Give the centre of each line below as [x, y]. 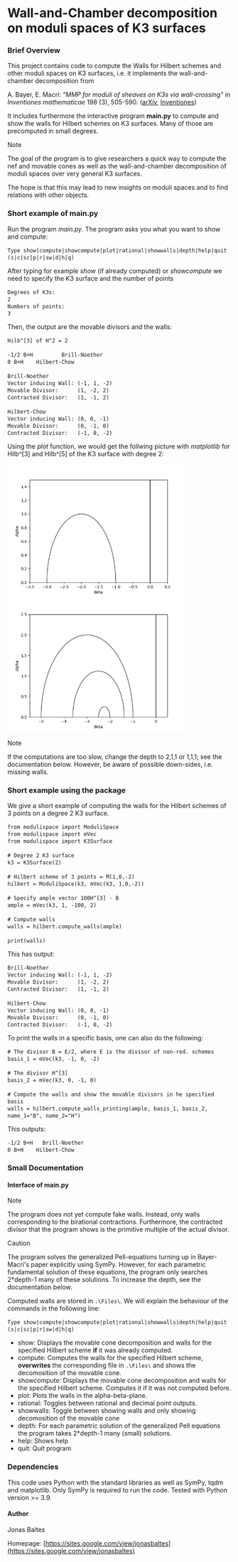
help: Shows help [43, 1441]
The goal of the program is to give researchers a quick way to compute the [117, 158]
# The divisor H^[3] [38, 1073]
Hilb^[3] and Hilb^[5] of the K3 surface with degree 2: [86, 453]
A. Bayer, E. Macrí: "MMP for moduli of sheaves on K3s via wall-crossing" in [119, 95]
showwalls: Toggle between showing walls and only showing [107, 1411]
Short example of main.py [53, 213]
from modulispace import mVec [52, 834]
